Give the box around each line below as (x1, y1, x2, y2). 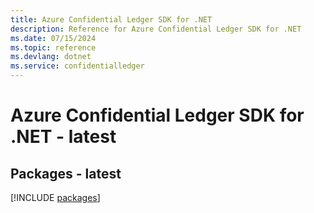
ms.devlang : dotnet (10, 52, 92, 62)
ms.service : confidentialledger (10, 61, 145, 71)
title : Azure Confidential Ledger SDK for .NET (10, 14, 213, 25)
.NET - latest (10, 126, 117, 148)
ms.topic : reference (10, 42, 97, 53)
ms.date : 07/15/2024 (10, 33, 97, 43)
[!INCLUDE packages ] (10, 192, 101, 203)
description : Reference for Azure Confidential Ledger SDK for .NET (10, 24, 302, 34)
